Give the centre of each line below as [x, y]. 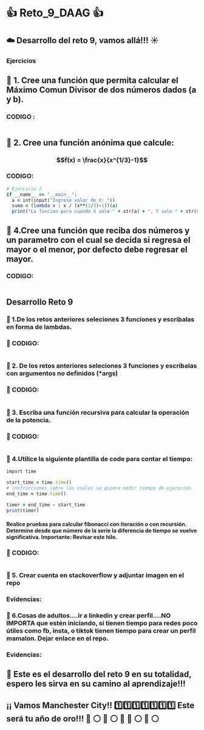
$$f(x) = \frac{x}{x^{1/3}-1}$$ [102, 160]
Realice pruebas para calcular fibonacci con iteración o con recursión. [97, 524]
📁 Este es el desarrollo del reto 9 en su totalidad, [99, 674]
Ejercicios [21, 61]
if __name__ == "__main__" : [42, 194]
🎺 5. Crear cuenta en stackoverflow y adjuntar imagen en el [95, 575]
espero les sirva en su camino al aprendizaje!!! [96, 684]
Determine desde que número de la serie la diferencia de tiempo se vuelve [102, 530]
